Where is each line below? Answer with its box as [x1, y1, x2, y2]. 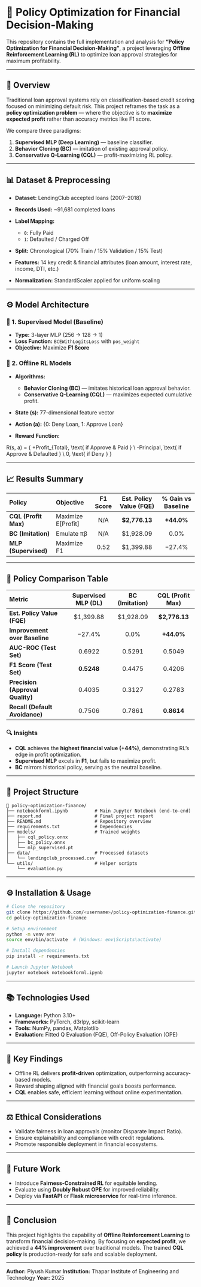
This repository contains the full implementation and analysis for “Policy [6, 38, 184, 45]
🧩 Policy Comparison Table [6, 574, 109, 584]
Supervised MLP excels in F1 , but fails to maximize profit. [14, 757, 157, 765]
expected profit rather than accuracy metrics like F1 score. [6, 115, 151, 123]
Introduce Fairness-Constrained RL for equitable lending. [14, 1179, 158, 1187]
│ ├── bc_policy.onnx [6, 840, 66, 846]
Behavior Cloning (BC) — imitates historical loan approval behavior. [23, 384, 191, 392]
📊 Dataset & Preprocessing [6, 175, 111, 186]
